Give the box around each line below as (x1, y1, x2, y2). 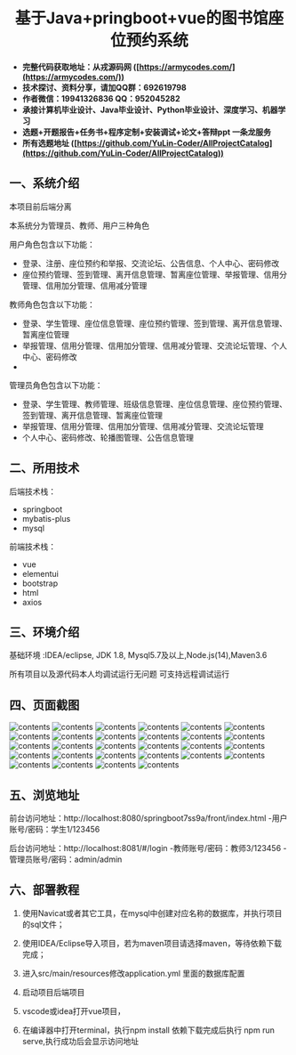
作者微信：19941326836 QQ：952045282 (21, 93, 180, 103)
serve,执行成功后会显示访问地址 (21, 1035, 140, 1046)
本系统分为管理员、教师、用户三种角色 (9, 220, 149, 231)
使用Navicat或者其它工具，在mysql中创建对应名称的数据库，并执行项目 (21, 907, 283, 918)
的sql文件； (21, 919, 65, 929)
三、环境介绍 (9, 624, 80, 639)
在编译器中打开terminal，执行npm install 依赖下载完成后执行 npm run (21, 1025, 276, 1035)
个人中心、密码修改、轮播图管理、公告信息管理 (21, 432, 194, 442)
